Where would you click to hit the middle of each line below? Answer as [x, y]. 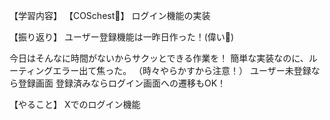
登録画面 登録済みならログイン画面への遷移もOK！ [122, 83]
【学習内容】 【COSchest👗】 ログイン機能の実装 [110, 15]
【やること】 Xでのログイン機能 [75, 104]
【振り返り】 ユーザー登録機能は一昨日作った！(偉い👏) [122, 37]
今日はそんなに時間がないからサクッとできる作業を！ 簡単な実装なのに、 [159, 58]
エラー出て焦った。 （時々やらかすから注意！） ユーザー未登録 [182, 70]
